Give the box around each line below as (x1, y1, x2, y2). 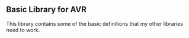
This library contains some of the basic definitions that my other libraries (6, 20, 184, 27)
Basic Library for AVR (6, 5, 87, 15)
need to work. (6, 26, 40, 33)
